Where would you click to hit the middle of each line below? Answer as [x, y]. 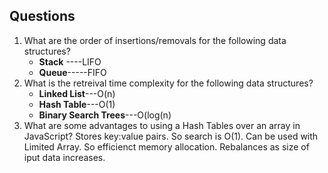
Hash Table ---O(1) [77, 104]
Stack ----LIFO [70, 61]
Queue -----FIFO [72, 72]
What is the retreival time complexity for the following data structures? [168, 83]
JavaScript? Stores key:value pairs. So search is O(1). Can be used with [171, 136]
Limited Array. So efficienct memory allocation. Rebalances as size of [166, 146]
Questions [42, 16]
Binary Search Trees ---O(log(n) [105, 115]
